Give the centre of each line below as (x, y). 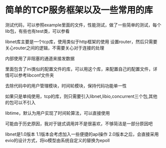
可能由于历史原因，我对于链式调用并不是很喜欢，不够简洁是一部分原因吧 (79, 123)
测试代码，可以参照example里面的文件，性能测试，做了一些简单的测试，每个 (83, 25)
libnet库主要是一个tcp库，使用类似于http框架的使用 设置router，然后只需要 (81, 41)
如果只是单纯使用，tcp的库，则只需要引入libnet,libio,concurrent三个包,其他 (81, 96)
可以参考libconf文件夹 (32, 75)
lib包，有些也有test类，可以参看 (37, 31)
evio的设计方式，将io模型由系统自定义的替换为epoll (57, 140)
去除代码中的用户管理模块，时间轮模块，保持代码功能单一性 (66, 85)
